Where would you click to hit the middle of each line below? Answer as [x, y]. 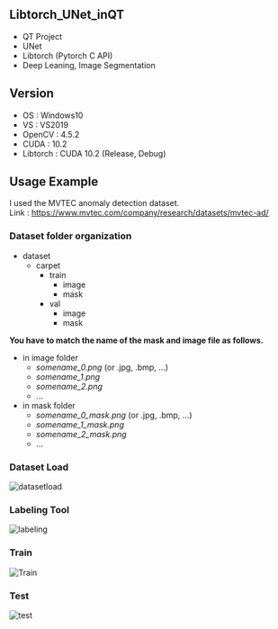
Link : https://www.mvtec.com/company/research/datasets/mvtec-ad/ [139, 213]
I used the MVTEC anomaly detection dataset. [94, 203]
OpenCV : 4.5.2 [51, 134]
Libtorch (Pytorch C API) [67, 55]
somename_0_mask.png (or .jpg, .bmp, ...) [114, 415]
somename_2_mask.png [81, 434]
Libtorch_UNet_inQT [67, 15]
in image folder [50, 357]
